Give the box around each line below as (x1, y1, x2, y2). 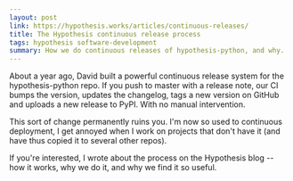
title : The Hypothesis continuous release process (9, 29, 201, 38)
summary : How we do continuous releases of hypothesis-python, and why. (9, 46, 285, 55)
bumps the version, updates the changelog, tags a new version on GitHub (9, 90, 280, 101)
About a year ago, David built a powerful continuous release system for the (9, 70, 285, 81)
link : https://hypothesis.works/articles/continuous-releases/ (9, 21, 249, 30)
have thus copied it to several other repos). (9, 136, 167, 146)
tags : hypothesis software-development (9, 37, 158, 47)
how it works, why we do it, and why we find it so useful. (9, 162, 217, 173)
